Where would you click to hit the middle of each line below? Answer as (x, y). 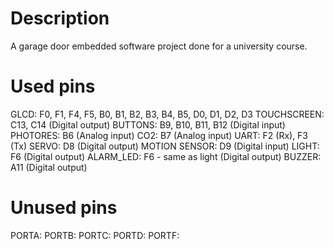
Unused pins (64, 208)
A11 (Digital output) (49, 167)
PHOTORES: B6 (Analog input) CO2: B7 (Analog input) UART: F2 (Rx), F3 (159, 135)
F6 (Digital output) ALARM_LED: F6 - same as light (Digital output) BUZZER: (166, 156)
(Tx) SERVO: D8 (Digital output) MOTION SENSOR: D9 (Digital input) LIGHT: (165, 146)
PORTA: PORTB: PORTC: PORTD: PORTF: (95, 235)
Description (60, 18)
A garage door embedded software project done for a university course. (159, 46)
